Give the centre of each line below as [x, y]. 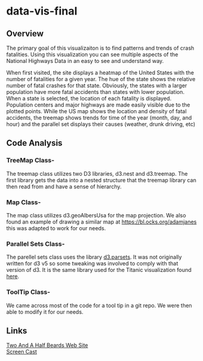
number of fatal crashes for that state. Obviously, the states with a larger [97, 85]
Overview [25, 34]
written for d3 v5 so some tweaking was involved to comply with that [92, 263]
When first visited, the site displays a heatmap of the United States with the [100, 73]
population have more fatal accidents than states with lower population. [95, 92]
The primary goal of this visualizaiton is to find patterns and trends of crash [100, 48]
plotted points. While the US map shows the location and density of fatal [96, 111]
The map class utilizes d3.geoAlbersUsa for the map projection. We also [96, 215]
